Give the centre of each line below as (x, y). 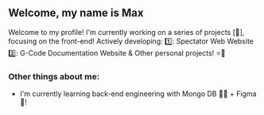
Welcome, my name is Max (76, 13)
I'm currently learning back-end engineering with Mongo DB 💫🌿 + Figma (138, 94)
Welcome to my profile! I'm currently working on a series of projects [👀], (126, 32)
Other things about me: (54, 76)
